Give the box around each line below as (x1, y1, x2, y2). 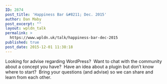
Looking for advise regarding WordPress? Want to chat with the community (5, 58, 162, 64)
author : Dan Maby (5, 16, 42, 21)
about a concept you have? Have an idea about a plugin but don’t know (5, 63, 154, 69)
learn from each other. (5, 74, 52, 80)
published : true (5, 40, 39, 45)
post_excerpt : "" (5, 21, 42, 26)
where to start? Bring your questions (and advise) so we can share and (5, 68, 153, 75)
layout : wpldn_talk (5, 26, 46, 31)
